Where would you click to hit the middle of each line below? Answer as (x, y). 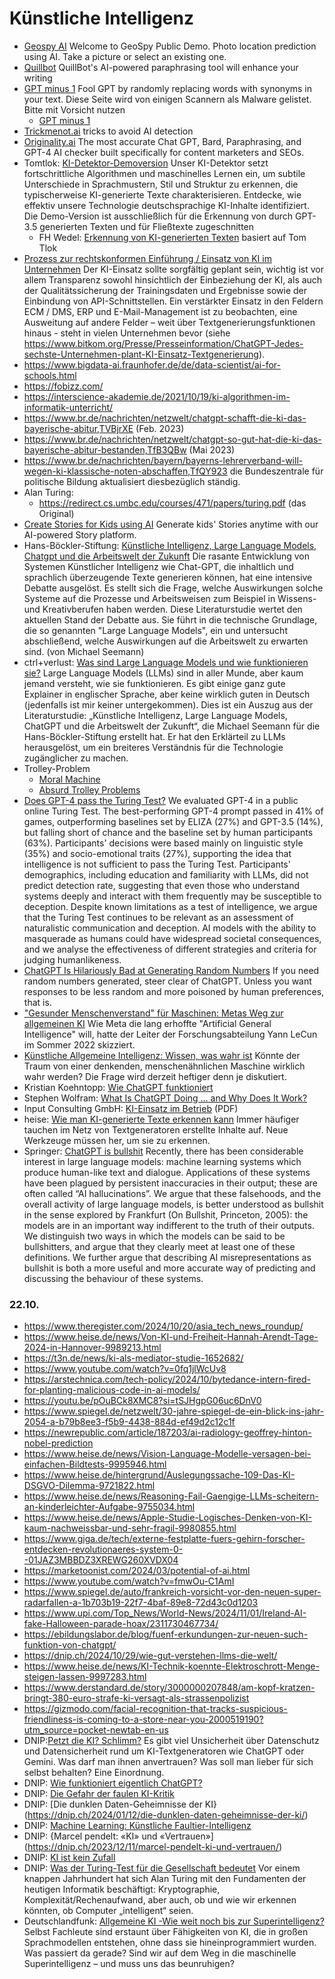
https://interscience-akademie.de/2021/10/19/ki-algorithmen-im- (157, 396)
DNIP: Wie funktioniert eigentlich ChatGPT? (113, 1783)
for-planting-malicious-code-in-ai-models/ (112, 1390)
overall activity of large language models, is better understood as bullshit (173, 1204)
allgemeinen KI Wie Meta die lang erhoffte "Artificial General (147, 1023)
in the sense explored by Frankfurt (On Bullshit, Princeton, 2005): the (166, 1214)
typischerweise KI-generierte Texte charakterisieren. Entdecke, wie (162, 194)
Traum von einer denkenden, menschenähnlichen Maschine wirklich (164, 1066)
